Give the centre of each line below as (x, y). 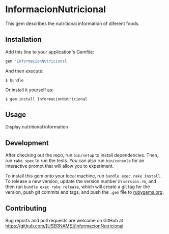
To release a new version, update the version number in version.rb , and (81, 181)
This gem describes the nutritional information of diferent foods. (73, 23)
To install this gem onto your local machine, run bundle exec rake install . (83, 176)
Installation (23, 40)
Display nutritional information (37, 127)
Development (27, 143)
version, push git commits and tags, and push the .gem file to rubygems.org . (85, 192)
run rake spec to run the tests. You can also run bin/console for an (75, 161)
